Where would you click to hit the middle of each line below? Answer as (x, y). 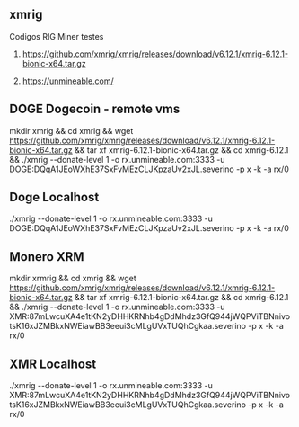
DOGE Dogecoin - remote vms (95, 109)
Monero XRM (47, 257)
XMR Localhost (53, 364)
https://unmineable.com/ (68, 81)
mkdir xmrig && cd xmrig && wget (71, 130)
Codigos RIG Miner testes (57, 36)
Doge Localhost (54, 197)
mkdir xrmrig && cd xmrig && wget (73, 279)
